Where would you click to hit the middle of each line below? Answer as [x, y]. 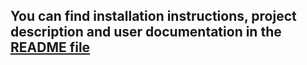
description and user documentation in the [146, 32]
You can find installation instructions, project [153, 16]
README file [50, 47]
